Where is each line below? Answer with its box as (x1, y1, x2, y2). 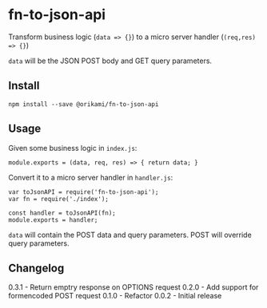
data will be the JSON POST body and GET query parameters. (8, 56, 213, 65)
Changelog (8, 261, 65, 274)
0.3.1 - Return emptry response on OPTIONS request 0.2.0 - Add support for (8, 282, 259, 292)
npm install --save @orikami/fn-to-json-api (8, 100, 159, 109)
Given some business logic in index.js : (8, 143, 137, 152)
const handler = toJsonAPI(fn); (8, 209, 116, 217)
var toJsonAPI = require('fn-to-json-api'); (8, 188, 159, 196)
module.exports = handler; (8, 215, 98, 224)
